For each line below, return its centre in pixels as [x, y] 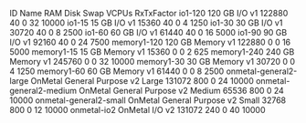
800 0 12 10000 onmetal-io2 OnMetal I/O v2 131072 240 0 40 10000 [137, 110]
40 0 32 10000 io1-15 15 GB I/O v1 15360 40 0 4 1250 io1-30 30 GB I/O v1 [146, 23]
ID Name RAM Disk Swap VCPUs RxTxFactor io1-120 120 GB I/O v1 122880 [149, 13]
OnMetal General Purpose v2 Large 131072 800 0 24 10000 [142, 81]
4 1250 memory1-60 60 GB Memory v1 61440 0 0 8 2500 [117, 71]
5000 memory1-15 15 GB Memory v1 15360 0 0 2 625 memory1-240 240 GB [152, 52]
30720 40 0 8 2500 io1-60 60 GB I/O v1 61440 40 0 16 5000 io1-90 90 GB [148, 32]
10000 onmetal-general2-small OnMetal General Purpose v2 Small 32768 [148, 100]
